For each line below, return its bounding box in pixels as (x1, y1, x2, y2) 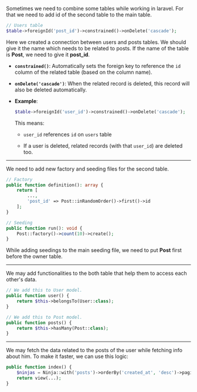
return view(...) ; (16, 375, 62, 381)
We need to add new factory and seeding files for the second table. (6, 165, 169, 172)
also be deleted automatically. (14, 86, 87, 93)
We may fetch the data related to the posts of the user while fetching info (6, 347, 183, 354)
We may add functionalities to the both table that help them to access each (6, 270, 188, 277)
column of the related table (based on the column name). (14, 69, 152, 76)
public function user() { (6, 293, 69, 299)
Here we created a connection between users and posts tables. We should (6, 38, 186, 46)
